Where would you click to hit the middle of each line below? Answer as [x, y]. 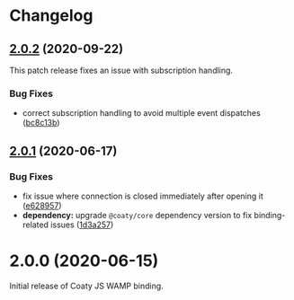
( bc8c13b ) [41, 123]
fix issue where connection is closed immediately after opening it [143, 196]
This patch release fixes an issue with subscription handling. [121, 70]
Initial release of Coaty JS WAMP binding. [86, 286]
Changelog [51, 16]
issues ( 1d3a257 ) [82, 225]
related [36, 225]
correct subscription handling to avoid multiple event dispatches [141, 113]
